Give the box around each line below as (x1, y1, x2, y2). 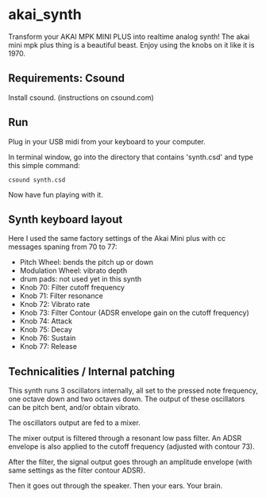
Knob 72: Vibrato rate (19, 300, 91, 309)
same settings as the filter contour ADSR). (8, 465, 145, 475)
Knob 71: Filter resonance (19, 291, 103, 301)
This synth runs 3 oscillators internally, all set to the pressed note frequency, (8, 386, 258, 396)
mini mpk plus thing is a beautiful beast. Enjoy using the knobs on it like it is (8, 40, 255, 49)
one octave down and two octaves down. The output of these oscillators (8, 394, 245, 404)
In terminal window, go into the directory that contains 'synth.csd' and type (8, 152, 254, 162)
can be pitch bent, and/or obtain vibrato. (8, 403, 141, 412)
